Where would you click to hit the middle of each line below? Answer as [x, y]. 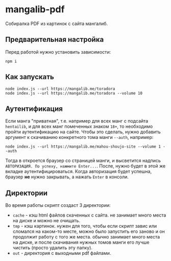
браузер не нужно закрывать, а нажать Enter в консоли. [67, 177]
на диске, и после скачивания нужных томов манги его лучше [81, 242]
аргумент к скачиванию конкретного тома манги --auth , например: [79, 137]
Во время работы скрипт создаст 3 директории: [58, 205]
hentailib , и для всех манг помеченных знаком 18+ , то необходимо [79, 127]
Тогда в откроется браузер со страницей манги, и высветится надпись [83, 161]
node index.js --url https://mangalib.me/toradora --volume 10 [74, 93]
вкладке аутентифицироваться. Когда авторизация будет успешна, [79, 172]
